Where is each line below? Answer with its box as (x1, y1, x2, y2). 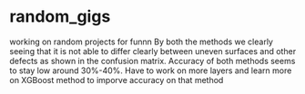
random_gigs (9, 6, 111, 27)
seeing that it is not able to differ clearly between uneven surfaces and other (9, 45, 297, 56)
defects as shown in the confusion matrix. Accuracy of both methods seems (9, 55, 296, 66)
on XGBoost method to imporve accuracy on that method (9, 74, 224, 85)
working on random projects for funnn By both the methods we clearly (9, 36, 273, 47)
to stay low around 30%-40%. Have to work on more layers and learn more (9, 65, 292, 76)
